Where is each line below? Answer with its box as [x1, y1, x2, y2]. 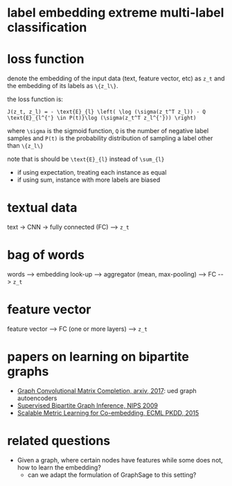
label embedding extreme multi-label [7, 5, 224, 21]
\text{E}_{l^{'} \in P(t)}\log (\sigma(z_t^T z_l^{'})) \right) [7, 114, 197, 122]
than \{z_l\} [7, 141, 44, 150]
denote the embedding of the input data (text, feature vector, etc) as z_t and [7, 74, 225, 83]
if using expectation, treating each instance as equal [17, 168, 167, 177]
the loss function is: [7, 95, 64, 103]
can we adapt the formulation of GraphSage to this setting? [27, 470, 197, 479]
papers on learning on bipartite [7, 349, 189, 365]
